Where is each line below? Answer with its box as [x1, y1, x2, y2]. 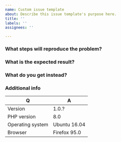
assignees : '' [5, 25, 34, 30]
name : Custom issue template [5, 7, 64, 12]
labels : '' [5, 20, 27, 26]
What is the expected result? [5, 58, 75, 65]
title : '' [5, 16, 25, 21]
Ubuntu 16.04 [53, 121, 85, 128]
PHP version [7, 113, 36, 120]
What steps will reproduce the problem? [5, 46, 102, 53]
